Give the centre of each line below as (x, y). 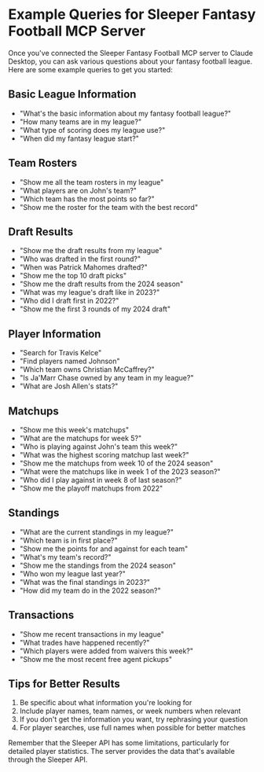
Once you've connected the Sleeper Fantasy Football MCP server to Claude (131, 53)
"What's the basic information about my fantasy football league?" (125, 113)
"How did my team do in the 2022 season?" (90, 590)
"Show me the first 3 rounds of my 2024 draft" (95, 309)
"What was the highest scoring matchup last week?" (104, 455)
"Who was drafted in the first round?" (80, 259)
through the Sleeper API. (48, 759)
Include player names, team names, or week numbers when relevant (130, 711)
